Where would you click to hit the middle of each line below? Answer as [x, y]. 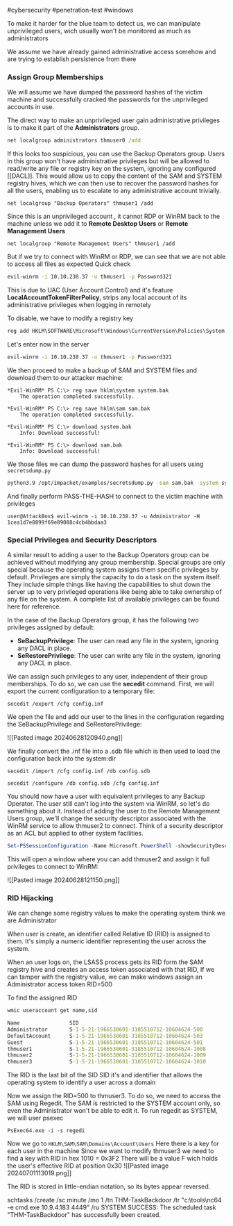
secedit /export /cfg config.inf [55, 704]
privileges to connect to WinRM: [53, 866]
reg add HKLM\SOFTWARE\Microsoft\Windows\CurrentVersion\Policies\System [116, 331]
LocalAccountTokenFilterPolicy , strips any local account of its [97, 297]
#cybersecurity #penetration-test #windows [70, 10]
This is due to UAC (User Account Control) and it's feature [90, 290]
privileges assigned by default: [51, 627]
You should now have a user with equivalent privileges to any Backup [106, 796]
